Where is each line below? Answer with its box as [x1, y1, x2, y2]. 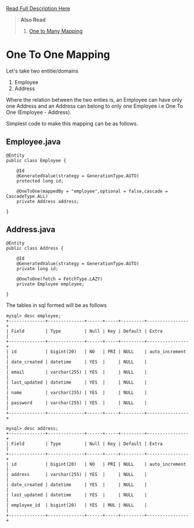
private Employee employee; [16, 281, 84, 287]
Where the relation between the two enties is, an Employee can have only [6, 96, 182, 103]
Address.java [6, 225, 55, 234]
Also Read [20, 16, 46, 23]
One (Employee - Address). [6, 108, 72, 116]
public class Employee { [6, 157, 66, 163]
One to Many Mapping [29, 27, 83, 34]
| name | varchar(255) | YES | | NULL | [6, 389, 147, 395]
